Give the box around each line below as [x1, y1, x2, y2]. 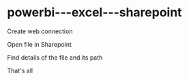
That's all [7, 66, 33, 75]
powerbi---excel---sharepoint [7, 5, 182, 20]
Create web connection [7, 27, 73, 35]
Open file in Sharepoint [7, 40, 72, 48]
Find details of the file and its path [7, 53, 103, 62]
